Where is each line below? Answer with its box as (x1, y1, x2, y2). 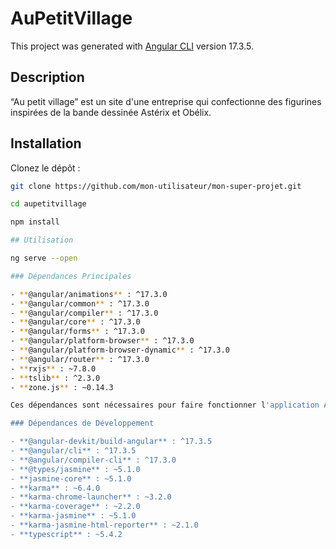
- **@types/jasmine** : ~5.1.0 (10, 464, 141, 474)
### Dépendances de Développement (10, 418, 155, 429)
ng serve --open (10, 253, 78, 264)
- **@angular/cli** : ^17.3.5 (10, 446, 137, 456)
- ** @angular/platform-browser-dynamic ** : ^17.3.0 (10, 345, 230, 356)
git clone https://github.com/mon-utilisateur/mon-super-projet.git (10, 181, 302, 191)
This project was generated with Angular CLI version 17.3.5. (10, 40, 255, 52)
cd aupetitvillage (10, 199, 87, 209)
